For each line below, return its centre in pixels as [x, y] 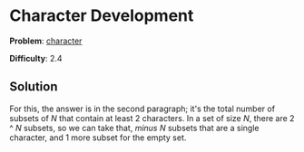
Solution [34, 87]
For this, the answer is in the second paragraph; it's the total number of [142, 109]
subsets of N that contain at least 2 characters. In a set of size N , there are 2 [152, 118]
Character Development [102, 16]
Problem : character [46, 41]
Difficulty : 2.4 [36, 58]
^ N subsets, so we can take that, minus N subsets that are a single [134, 128]
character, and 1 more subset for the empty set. [98, 138]
